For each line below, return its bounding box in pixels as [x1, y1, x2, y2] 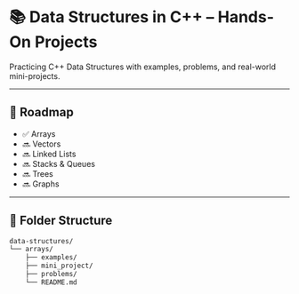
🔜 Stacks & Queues [21, 158, 96, 169]
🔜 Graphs [21, 179, 60, 189]
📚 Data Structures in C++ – [9, 7, 215, 28]
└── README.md [25, 277, 77, 287]
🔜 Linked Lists [21, 148, 77, 159]
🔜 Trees [21, 168, 53, 179]
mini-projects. [9, 70, 61, 81]
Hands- [217, 7, 274, 28]
